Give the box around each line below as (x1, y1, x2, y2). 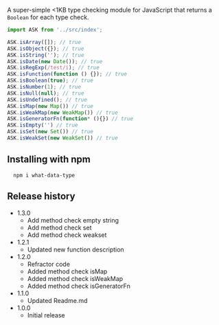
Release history (7, 190, 76, 202)
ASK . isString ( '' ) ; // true (7, 52, 84, 58)
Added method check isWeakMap (27, 274, 124, 282)
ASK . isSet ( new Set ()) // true (7, 128, 94, 135)
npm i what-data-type (13, 172, 76, 179)
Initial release (27, 311, 65, 319)
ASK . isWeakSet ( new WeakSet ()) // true (7, 135, 118, 142)
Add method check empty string (27, 216, 119, 224)
